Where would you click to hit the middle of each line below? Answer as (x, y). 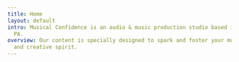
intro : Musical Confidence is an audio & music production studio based (117, 27)
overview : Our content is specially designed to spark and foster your (116, 41)
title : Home (25, 14)
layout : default (31, 21)
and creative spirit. (46, 47)
